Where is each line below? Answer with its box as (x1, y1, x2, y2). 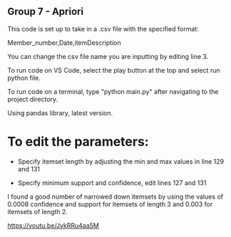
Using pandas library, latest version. (7, 108, 113, 117)
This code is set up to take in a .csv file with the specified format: (7, 24, 199, 33)
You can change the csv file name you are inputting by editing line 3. (7, 52, 209, 60)
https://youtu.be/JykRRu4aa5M (7, 221, 100, 230)
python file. (7, 73, 41, 82)
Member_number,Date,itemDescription (7, 38, 121, 47)
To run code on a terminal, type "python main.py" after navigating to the (7, 87, 219, 95)
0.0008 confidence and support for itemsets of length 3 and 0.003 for (7, 199, 213, 209)
